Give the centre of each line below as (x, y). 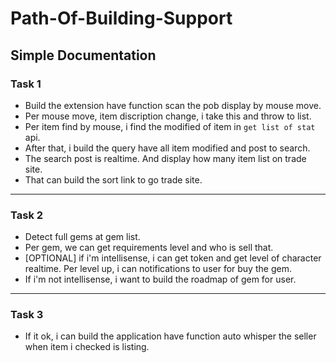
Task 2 (27, 215)
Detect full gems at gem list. (82, 237)
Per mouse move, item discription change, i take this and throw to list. (168, 116)
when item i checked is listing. (87, 347)
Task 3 (27, 315)
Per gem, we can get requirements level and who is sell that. (149, 248)
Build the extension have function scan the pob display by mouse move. (173, 105)
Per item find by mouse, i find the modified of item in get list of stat (170, 126)
